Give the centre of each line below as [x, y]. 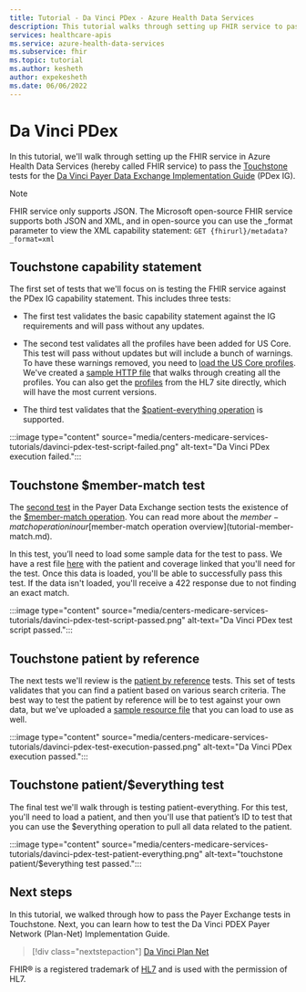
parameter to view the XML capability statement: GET [108, 230]
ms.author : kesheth [46, 69]
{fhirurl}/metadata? [249, 231]
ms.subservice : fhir [49, 52]
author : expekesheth [49, 78]
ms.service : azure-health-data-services [87, 43]
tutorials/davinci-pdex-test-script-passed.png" [97, 621]
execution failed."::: [46, 456]
